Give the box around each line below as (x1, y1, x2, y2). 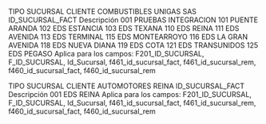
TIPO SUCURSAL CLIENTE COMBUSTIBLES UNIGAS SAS (8, 7, 197, 16)
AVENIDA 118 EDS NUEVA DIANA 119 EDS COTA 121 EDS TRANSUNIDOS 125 (8, 41, 259, 50)
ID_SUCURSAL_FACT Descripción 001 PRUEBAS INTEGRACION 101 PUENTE (8, 15, 258, 25)
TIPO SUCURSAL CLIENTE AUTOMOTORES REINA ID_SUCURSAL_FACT (8, 81, 245, 91)
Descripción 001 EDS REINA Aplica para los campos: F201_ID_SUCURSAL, (8, 90, 252, 99)
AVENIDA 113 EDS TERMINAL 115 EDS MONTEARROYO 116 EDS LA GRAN (8, 32, 248, 41)
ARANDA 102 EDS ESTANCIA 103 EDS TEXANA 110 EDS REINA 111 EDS (8, 24, 240, 33)
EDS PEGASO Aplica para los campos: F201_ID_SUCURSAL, (8, 49, 205, 58)
